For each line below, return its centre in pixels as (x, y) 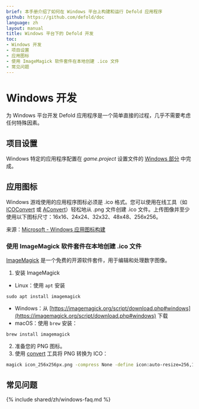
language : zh (22, 23)
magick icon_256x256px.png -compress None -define (70, 365)
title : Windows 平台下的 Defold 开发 (50, 34)
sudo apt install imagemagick (44, 297)
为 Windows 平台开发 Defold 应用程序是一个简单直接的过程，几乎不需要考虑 (99, 116)
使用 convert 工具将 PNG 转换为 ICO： (61, 354)
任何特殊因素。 (24, 123)
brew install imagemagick (38, 335)
